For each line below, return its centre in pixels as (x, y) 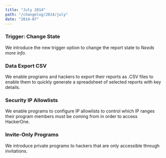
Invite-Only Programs (32, 134)
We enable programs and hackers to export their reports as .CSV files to (79, 76)
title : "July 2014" (25, 10)
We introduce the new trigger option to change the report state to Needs (80, 47)
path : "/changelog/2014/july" (37, 14)
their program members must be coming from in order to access (71, 116)
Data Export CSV (26, 65)
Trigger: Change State (33, 36)
